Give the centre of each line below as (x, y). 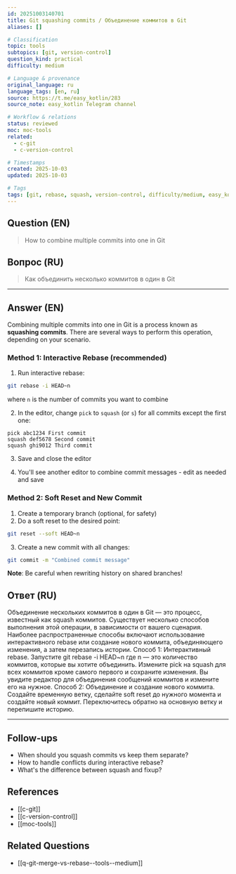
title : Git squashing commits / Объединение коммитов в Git (97, 20)
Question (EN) (39, 223)
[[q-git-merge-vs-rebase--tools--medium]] (80, 863)
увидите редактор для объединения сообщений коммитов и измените (113, 679)
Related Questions (48, 846)
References (33, 792)
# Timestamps (26, 162)
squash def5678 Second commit (52, 440)
